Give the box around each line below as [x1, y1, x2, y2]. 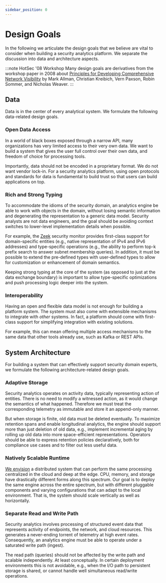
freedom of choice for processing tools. [5, 153, 86, 159]
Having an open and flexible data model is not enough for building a [5, 303, 143, 309]
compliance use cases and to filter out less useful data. [5, 442, 118, 448]
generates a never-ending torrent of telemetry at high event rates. [5, 531, 139, 537]
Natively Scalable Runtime [5, 454, 70, 461]
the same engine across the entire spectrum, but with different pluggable [5, 482, 154, 488]
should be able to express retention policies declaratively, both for [5, 437, 140, 443]
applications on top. [5, 179, 45, 185]
